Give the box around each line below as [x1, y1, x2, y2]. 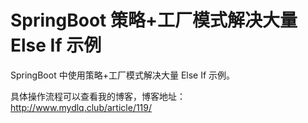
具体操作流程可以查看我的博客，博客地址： [10, 90, 186, 102]
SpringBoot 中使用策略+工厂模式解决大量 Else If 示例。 [10, 69, 236, 81]
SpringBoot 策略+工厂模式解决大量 [10, 9, 298, 32]
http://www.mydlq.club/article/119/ [10, 101, 153, 113]
